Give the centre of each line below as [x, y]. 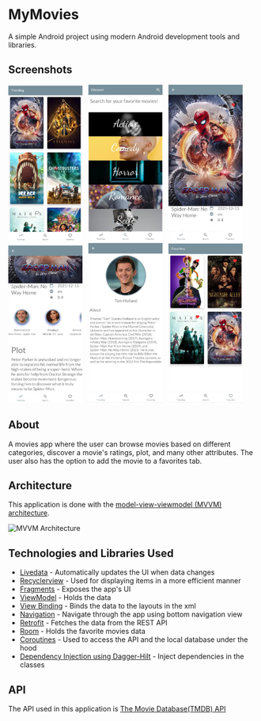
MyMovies [43, 15]
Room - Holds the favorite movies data [83, 632]
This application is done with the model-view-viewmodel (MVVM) [115, 505]
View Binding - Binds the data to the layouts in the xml [108, 606]
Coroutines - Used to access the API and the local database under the [134, 639]
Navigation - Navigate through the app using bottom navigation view [131, 614]
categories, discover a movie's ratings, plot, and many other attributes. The [130, 452]
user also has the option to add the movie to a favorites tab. [105, 461]
